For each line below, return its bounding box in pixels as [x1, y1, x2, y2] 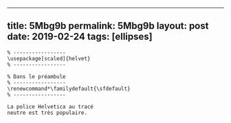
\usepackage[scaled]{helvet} [7, 55, 91, 62]
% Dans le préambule [7, 73, 67, 80]
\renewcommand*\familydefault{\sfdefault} [7, 85, 131, 92]
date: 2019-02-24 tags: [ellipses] [7, 31, 153, 43]
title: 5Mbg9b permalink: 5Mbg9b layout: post [7, 20, 209, 32]
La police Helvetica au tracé [7, 103, 94, 110]
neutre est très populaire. [7, 109, 88, 116]
